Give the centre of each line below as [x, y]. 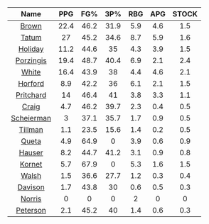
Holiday [31, 49]
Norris [31, 199]
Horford [31, 83]
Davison [31, 187]
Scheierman [31, 118]
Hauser [31, 153]
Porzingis [31, 61]
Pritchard [31, 95]
